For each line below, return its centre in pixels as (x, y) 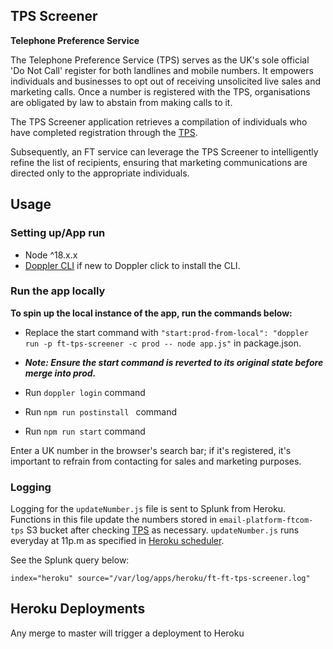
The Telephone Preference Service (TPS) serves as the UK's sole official (160, 60)
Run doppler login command (85, 392)
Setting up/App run (58, 233)
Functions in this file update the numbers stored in (114, 520)
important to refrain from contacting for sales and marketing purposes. (156, 461)
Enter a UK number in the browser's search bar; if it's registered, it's (151, 450)
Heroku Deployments (78, 609)
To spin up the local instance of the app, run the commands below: (151, 313)
